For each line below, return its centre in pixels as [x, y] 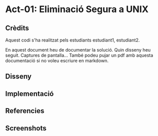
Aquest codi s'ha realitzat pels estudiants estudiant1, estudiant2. [73, 40]
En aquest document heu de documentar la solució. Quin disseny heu [78, 50]
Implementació [30, 94]
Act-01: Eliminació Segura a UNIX [77, 9]
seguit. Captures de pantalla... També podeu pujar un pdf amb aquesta [79, 55]
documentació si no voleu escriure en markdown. [57, 61]
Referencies [25, 111]
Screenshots [26, 128]
